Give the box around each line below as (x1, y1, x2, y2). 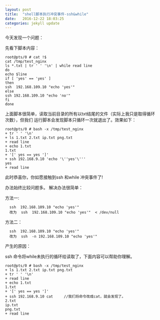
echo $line (5, 72, 27, 77)
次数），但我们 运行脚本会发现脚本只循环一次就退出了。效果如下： (5, 117, 136, 123)
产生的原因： (5, 243, 31, 249)
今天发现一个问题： (5, 35, 44, 40)
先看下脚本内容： (5, 45, 39, 51)
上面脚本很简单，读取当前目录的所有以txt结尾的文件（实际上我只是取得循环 (5, 111, 156, 117)
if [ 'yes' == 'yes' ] (5, 76, 51, 81)
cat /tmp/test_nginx (5, 59, 47, 64)
